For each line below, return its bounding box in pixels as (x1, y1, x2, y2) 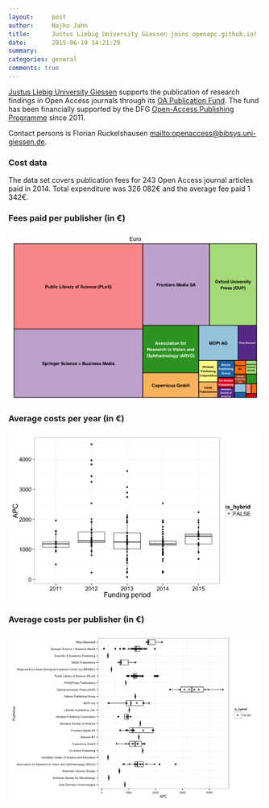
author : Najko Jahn (8, 21, 89, 30)
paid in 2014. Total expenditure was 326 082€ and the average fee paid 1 (8, 184, 251, 193)
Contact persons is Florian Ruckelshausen (8, 128, 148, 138)
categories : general (8, 56, 78, 64)
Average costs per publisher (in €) (8, 613, 145, 624)
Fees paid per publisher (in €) (8, 213, 126, 224)
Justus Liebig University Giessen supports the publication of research (8, 87, 240, 97)
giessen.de (8, 137, 46, 147)
